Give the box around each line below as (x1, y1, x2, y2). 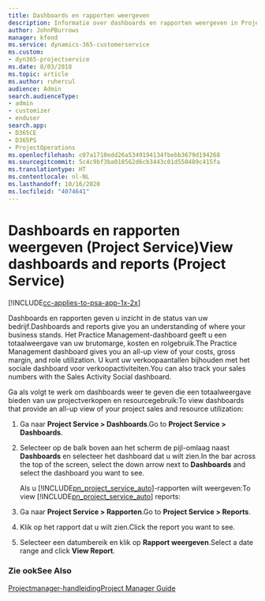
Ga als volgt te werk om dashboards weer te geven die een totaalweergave (8, 387, 252, 397)
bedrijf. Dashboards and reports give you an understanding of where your (8, 321, 246, 331)
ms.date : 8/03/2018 (8, 63, 73, 71)
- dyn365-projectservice (8, 56, 90, 64)
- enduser (8, 114, 41, 122)
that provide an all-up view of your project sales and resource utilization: (8, 404, 244, 413)
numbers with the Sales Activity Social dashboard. (8, 371, 172, 381)
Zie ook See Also (8, 566, 73, 577)
